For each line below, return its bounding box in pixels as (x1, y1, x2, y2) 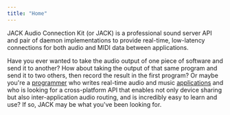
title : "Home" (7, 10, 48, 17)
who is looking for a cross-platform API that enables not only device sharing (7, 86, 222, 94)
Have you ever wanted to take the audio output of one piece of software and (7, 56, 223, 65)
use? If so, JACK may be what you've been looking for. (7, 100, 162, 108)
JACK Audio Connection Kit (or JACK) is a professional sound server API (7, 29, 212, 37)
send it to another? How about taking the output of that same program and (7, 64, 218, 72)
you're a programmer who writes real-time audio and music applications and (7, 78, 224, 86)
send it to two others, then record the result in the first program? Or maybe (7, 71, 218, 79)
